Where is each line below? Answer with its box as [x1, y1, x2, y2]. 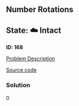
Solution [6, 81, 31, 90]
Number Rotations [6, 5, 74, 15]
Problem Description [6, 55, 55, 62]
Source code [6, 67, 37, 74]
